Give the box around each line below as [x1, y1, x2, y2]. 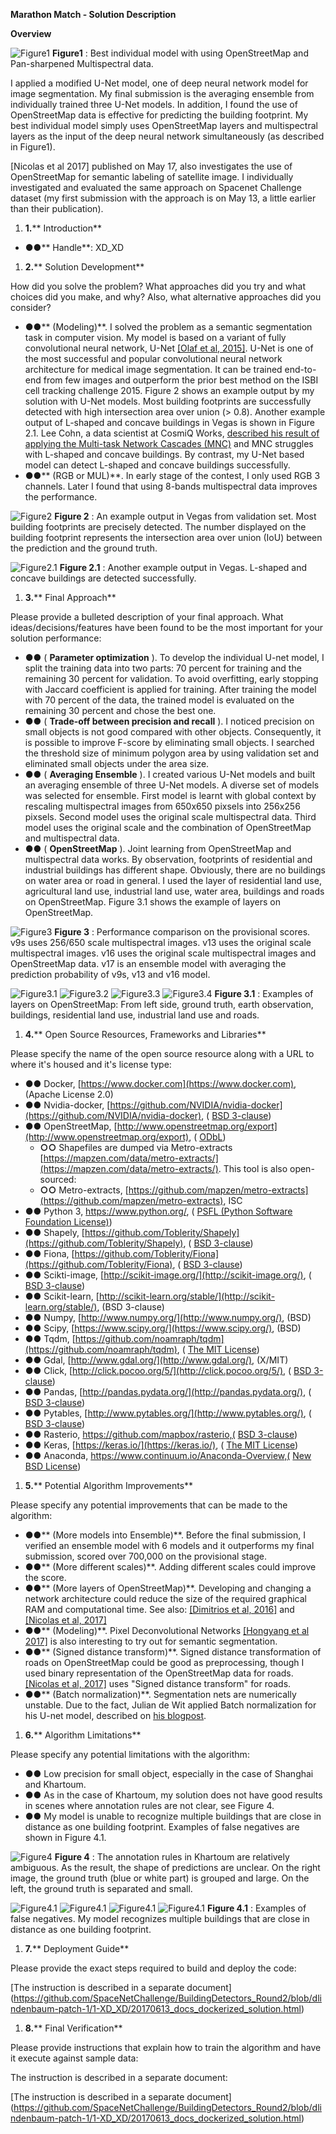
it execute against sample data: [10, 2052, 139, 2064]
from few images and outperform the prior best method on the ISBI [43, 374, 319, 386]
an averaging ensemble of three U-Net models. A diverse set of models [24, 779, 320, 791]
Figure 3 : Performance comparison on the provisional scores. [54, 926, 311, 938]
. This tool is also [218, 1163, 288, 1174]
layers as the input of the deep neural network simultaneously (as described [10, 130, 325, 142]
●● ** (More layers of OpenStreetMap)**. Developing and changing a [24, 1582, 312, 1594]
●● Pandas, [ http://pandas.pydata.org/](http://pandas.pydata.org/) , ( [24, 1386, 312, 1398]
